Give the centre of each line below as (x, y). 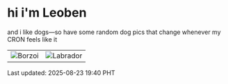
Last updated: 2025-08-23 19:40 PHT (61, 73)
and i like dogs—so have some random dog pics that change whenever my (114, 32)
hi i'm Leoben (47, 13)
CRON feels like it (32, 39)
